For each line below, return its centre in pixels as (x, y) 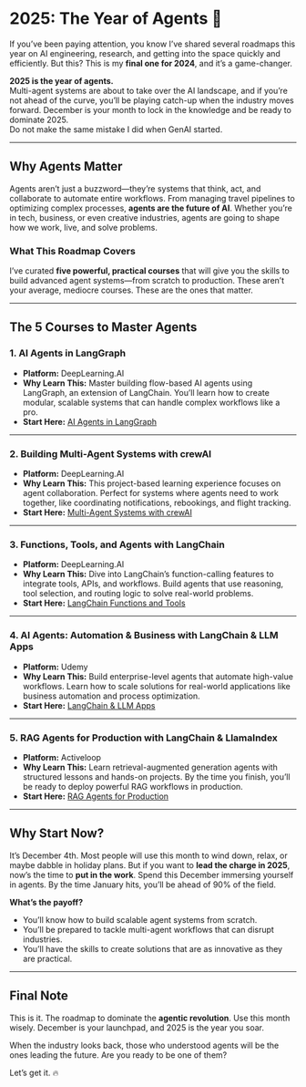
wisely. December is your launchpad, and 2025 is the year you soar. (137, 1027)
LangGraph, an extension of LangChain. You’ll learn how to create (146, 392)
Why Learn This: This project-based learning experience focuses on (152, 483)
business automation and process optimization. (111, 696)
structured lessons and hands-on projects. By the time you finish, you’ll (156, 776)
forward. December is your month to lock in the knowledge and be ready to (150, 109)
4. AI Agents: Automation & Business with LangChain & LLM (144, 636)
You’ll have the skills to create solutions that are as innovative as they (153, 948)
